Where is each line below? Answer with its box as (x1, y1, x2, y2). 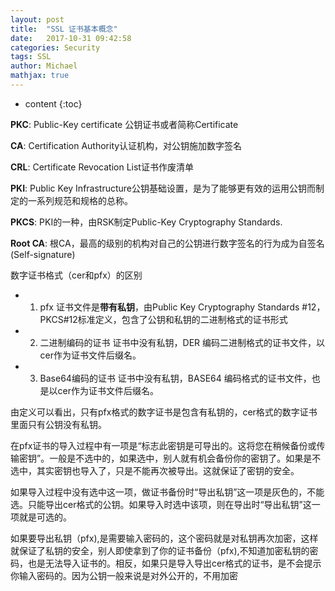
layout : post (10, 14, 65, 25)
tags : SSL (10, 52, 52, 62)
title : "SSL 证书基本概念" (10, 24, 118, 34)
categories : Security (10, 42, 101, 53)
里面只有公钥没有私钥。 (10, 418, 107, 430)
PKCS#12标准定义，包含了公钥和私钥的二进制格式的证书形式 (39, 313, 288, 325)
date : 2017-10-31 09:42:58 (10, 33, 132, 43)
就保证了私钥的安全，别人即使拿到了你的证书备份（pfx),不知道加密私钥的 (10, 544, 310, 556)
